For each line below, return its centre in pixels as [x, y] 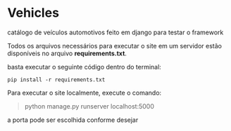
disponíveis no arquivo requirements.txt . [67, 53]
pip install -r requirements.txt [56, 80]
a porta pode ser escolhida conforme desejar [73, 120]
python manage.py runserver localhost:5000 [89, 106]
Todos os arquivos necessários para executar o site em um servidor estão [114, 46]
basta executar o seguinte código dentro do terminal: [85, 67]
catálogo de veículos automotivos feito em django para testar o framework [115, 32]
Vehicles [33, 13]
